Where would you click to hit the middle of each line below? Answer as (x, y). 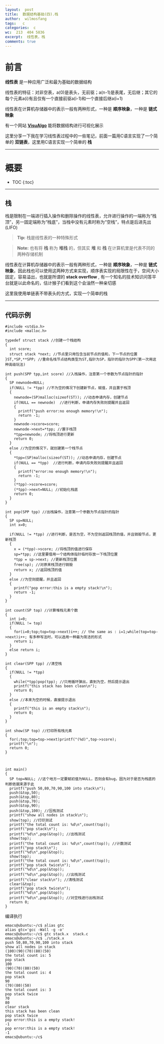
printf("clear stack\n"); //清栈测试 (46, 880)
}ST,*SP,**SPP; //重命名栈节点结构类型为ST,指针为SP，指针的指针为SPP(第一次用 (79, 359)
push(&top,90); (25, 806)
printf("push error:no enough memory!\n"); (63, 411)
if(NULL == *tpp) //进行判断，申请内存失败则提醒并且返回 (68, 463)
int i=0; (18, 619)
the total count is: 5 (28, 956)
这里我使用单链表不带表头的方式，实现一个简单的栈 (56, 293)
